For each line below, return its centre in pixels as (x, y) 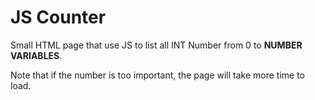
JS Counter (58, 17)
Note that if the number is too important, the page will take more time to (158, 75)
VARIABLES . (36, 55)
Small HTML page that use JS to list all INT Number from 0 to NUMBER (156, 45)
